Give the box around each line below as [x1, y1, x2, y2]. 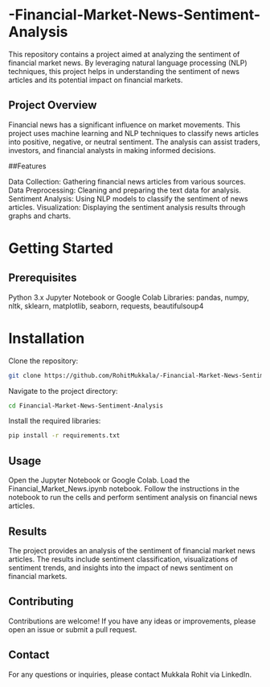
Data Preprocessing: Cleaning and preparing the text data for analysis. [8, 185, 241, 195]
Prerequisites [8, 271, 77, 285]
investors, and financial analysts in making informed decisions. [8, 145, 216, 155]
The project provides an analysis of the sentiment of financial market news [8, 545, 256, 555]
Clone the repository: [8, 356, 79, 366]
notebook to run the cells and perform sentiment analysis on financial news [8, 493, 258, 503]
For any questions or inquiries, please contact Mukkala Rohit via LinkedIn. [8, 669, 252, 679]
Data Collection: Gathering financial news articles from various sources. [8, 176, 247, 186]
